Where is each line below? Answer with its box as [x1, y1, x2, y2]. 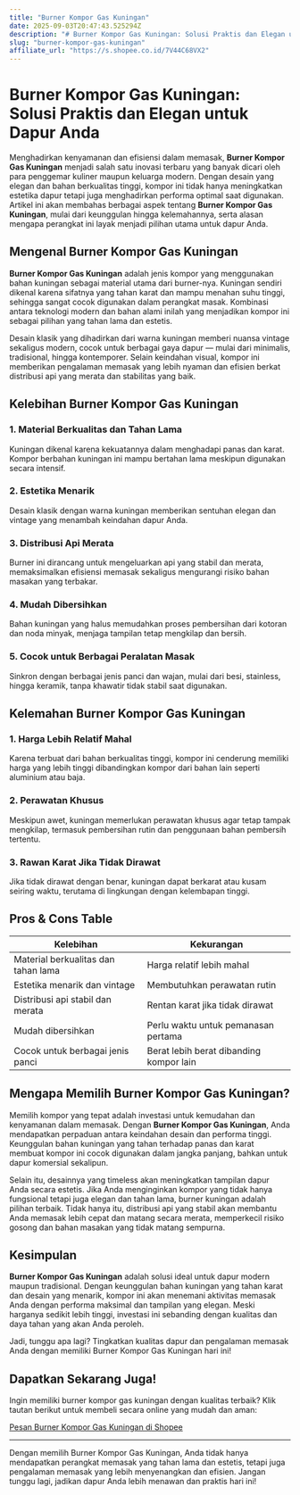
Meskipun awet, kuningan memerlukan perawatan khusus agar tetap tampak [9, 814, 291, 826]
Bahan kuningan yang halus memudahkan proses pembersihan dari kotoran [9, 619, 287, 629]
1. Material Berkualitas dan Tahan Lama [9, 423, 183, 436]
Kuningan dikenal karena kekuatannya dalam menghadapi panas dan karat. [9, 444, 285, 454]
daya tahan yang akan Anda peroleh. [9, 1318, 145, 1330]
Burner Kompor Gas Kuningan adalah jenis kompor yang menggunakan [9, 268, 274, 278]
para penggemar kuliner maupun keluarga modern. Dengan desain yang [9, 171, 275, 182]
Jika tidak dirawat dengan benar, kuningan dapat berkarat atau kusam [9, 876, 267, 887]
